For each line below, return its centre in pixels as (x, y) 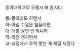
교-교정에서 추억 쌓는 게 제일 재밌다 (40, 43)
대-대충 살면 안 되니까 (27, 31)
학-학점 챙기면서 (21, 37)
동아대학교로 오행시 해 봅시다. (34, 7)
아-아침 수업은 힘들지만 (28, 24)
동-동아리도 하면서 (23, 18)
